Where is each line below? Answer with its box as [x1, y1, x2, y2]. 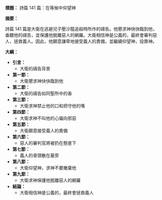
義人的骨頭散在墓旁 [19, 152, 59, 158]
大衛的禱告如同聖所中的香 [19, 90, 72, 96]
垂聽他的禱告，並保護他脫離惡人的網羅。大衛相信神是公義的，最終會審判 [5, 32, 153, 38]
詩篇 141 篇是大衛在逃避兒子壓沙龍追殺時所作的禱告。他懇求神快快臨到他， [5, 26, 158, 32]
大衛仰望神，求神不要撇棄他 [19, 165, 77, 171]
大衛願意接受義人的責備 [19, 128, 68, 133]
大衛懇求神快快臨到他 [19, 78, 63, 84]
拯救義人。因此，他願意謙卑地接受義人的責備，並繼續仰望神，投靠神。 [13, 38, 157, 44]
